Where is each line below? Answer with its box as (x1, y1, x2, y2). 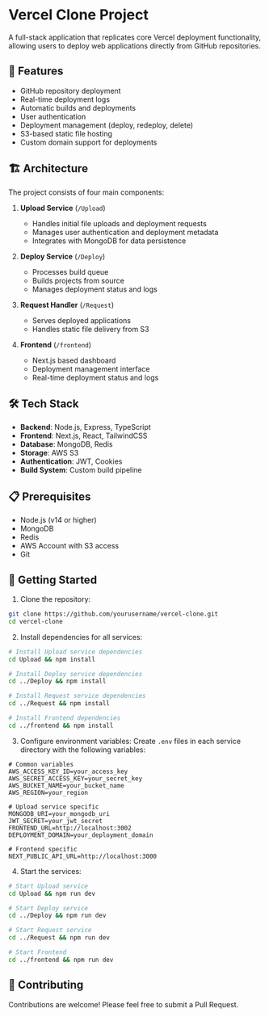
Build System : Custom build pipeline (19, 465, 143, 475)
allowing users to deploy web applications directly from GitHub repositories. (8, 40, 261, 50)
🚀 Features (8, 65, 64, 78)
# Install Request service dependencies (8, 692, 147, 700)
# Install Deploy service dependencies (8, 670, 143, 678)
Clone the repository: (19, 595, 91, 603)
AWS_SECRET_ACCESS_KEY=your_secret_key (8, 774, 143, 783)
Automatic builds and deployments (19, 103, 136, 112)
